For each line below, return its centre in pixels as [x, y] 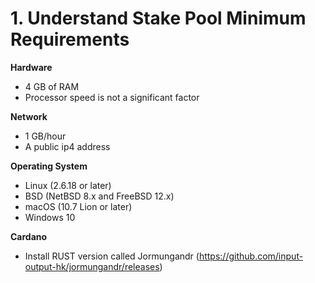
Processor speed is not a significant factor [112, 97]
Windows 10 [50, 217]
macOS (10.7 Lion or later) [78, 206]
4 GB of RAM [52, 86]
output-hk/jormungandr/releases [92, 266]
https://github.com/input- [251, 256]
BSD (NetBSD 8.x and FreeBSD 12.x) [99, 196]
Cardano [29, 236]
